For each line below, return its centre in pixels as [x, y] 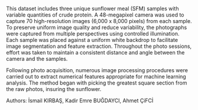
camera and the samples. [37, 59]
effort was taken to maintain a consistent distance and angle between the [95, 52]
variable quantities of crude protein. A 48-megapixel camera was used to [95, 15]
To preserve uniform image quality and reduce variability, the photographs [97, 27]
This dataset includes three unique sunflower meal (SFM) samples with [92, 9]
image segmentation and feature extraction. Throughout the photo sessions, [99, 46]
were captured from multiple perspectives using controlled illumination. [93, 34]
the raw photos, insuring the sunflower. [54, 89]
